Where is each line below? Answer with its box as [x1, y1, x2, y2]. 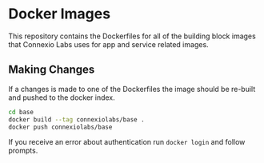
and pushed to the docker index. [8, 93, 116, 102]
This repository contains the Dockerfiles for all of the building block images [8, 31, 256, 41]
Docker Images [8, 5, 110, 23]
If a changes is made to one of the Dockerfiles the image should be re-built [8, 84, 256, 93]
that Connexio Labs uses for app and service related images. [8, 39, 210, 49]
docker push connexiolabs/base [8, 123, 113, 131]
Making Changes [8, 63, 95, 77]
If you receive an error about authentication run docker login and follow [8, 137, 246, 147]
